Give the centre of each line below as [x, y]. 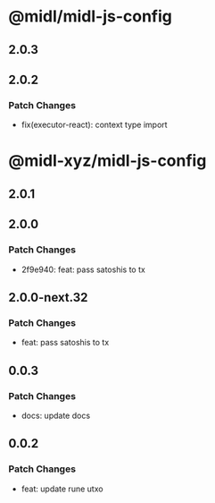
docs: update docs [56, 415]
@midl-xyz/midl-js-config [107, 161]
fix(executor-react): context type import [94, 125]
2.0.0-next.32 [48, 297]
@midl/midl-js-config [91, 17]
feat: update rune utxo [62, 489]
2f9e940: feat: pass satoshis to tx [83, 269]
